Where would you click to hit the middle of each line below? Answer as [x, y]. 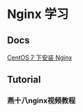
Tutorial [24, 80]
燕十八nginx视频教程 [41, 101]
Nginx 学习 [38, 14]
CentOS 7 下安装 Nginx [40, 57]
